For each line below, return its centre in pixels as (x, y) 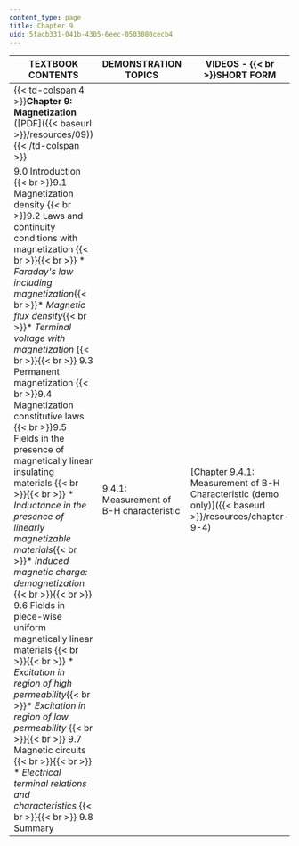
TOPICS (141, 75)
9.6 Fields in (39, 606)
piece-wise (38, 617)
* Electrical (37, 773)
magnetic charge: (51, 573)
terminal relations (50, 784)
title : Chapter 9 (41, 26)
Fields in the (39, 439)
